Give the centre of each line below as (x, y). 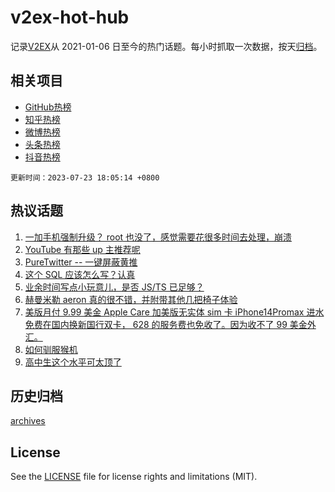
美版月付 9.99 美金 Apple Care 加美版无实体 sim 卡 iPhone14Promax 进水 (174, 312)
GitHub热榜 (48, 107)
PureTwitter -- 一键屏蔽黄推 (81, 262)
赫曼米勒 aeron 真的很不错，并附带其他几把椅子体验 (131, 299)
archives (28, 421)
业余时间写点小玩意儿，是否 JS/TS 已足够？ (114, 287)
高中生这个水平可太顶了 (73, 362)
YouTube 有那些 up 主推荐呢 (82, 249)
